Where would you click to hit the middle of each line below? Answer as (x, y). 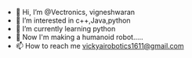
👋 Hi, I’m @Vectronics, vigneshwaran (75, 12)
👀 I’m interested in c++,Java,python (73, 20)
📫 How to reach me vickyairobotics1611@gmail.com (100, 46)
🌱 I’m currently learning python (65, 29)
